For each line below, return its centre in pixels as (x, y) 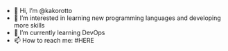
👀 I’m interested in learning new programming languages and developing (117, 18)
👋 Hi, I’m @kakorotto (43, 11)
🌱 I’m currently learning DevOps (59, 32)
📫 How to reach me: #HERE (54, 40)
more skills (29, 25)
